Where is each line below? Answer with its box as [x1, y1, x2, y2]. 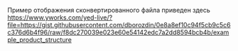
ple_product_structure [7, 36, 72, 44]
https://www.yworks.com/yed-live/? [7, 13, 113, 22]
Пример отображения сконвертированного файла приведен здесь [7, 6, 211, 14]
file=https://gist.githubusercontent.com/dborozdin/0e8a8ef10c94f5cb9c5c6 [7, 21, 231, 29]
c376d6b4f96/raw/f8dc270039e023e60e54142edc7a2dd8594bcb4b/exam [7, 28, 229, 36]
